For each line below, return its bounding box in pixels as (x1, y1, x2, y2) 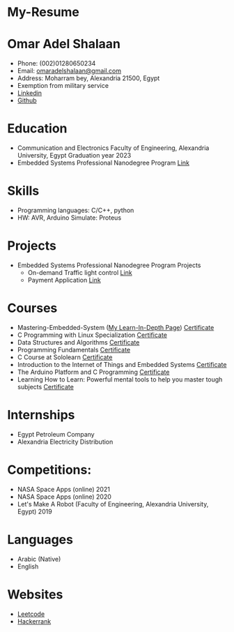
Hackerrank (17, 617, 52, 625)
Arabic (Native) (17, 555, 61, 563)
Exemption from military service (17, 82, 109, 90)
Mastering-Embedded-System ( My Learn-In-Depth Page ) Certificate (17, 323, 214, 331)
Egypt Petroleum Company (17, 430, 95, 438)
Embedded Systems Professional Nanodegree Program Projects (17, 261, 201, 269)
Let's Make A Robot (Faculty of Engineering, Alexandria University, (17, 499, 209, 508)
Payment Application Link (27, 276, 101, 284)
